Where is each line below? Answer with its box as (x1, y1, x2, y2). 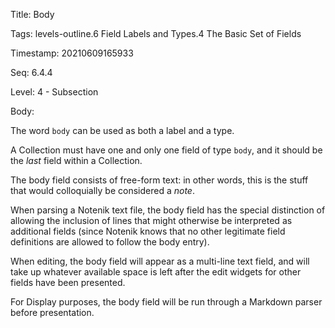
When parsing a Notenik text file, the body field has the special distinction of (10, 204, 326, 216)
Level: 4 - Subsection (10, 86, 99, 98)
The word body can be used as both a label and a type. (10, 125, 235, 136)
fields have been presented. (10, 277, 126, 288)
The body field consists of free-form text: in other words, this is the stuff (10, 174, 309, 186)
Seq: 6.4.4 (10, 67, 53, 78)
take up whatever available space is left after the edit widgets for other (10, 266, 302, 278)
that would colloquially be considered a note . (10, 185, 195, 196)
